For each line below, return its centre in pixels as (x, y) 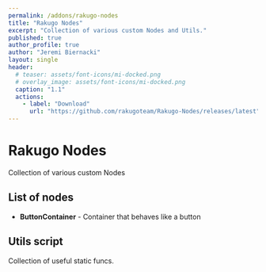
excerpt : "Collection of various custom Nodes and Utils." (108, 30)
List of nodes (41, 198)
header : (21, 67)
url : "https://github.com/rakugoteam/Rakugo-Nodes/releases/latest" (144, 112)
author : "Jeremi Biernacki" (55, 52)
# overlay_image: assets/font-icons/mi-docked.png (101, 82)
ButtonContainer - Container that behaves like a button (110, 216)
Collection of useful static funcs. (61, 261)
